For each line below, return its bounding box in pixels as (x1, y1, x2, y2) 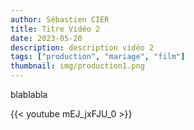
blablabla (10, 89, 48, 100)
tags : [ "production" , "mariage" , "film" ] (10, 52, 186, 62)
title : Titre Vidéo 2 (10, 24, 101, 34)
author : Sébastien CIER (10, 14, 110, 25)
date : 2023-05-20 (10, 33, 83, 43)
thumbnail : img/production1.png (10, 61, 145, 71)
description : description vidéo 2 (10, 42, 155, 53)
